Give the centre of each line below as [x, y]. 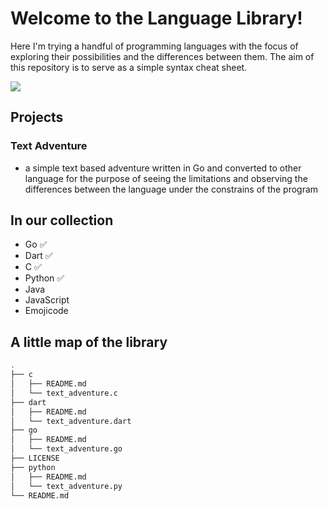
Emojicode [46, 311]
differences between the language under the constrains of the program [171, 189]
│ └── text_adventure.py [66, 486]
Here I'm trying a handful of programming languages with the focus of [154, 46]
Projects [37, 117]
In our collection [62, 220]
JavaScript [47, 300]
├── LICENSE [35, 458]
